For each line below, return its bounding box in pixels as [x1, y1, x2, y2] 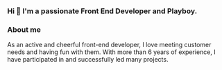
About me [7, 24, 42, 34]
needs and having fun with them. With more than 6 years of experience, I [7, 48, 216, 56]
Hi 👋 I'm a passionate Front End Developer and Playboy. [7, 6, 198, 16]
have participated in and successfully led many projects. [7, 55, 169, 64]
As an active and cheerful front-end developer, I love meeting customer [7, 41, 212, 49]
